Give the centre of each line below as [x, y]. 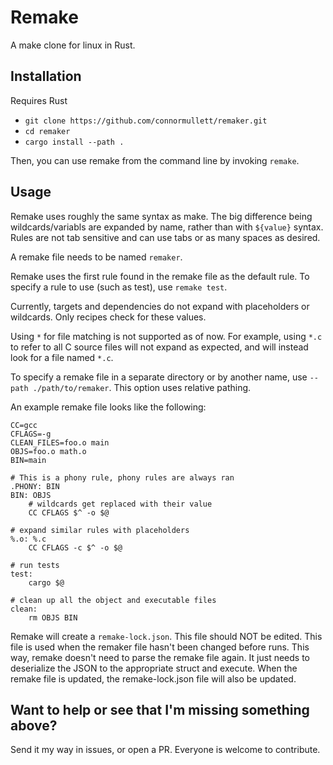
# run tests [35, 565]
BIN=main [28, 460]
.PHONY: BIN [35, 486]
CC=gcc [24, 425]
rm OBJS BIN [53, 617]
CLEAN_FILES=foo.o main [60, 442]
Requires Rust [39, 100]
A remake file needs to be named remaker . [96, 257]
